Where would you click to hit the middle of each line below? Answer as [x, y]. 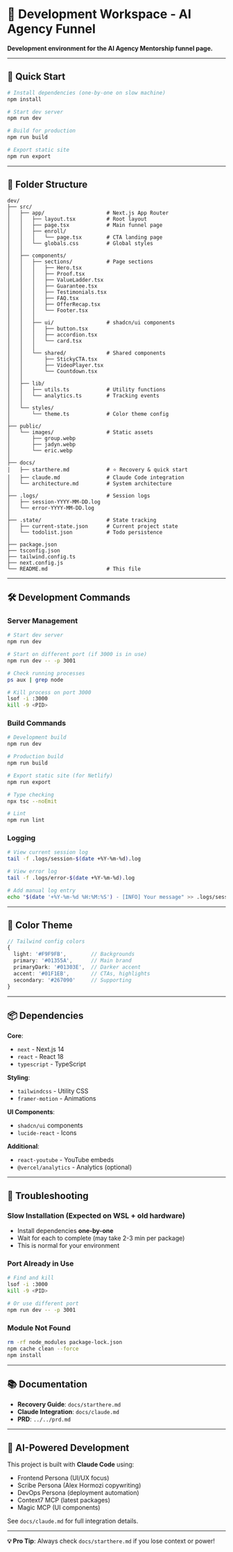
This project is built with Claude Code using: [71, 1464]
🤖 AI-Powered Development [68, 1448]
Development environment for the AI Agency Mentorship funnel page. [110, 48]
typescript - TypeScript [52, 1064]
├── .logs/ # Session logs [79, 496]
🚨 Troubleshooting [48, 1196]
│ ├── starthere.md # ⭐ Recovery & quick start [98, 469]
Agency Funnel [51, 29]
